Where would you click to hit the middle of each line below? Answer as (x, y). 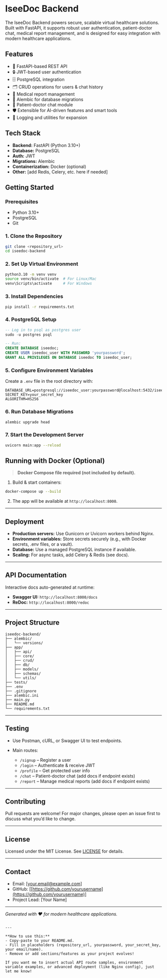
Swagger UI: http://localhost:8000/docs (55, 597)
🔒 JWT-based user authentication (47, 72)
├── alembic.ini (22, 695)
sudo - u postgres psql (29, 335)
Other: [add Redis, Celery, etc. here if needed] (60, 172)
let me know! (19, 971)
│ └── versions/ (24, 643)
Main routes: (25, 750)
